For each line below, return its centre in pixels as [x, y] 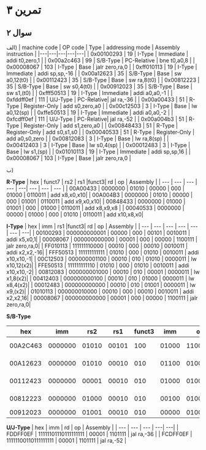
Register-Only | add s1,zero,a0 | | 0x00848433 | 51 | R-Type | [101, 125]
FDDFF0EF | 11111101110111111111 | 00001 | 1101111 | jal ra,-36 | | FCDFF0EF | [99, 434]
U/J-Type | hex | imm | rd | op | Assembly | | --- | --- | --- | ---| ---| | [93, 427]
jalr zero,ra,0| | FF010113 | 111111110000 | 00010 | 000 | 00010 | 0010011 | [97, 246]
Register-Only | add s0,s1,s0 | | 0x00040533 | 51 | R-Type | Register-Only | [101, 132]
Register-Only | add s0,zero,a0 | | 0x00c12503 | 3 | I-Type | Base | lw [110, 106]
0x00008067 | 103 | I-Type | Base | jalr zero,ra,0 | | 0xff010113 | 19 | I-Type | [102, 67]
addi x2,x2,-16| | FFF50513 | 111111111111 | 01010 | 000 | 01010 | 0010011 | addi [103, 252]
